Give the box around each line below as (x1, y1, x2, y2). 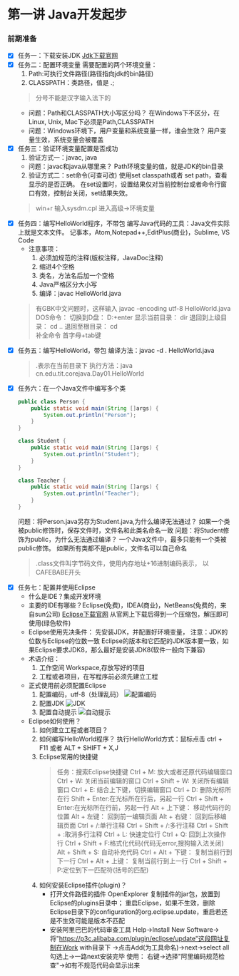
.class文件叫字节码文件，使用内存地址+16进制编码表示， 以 (35, 559, 209, 567)
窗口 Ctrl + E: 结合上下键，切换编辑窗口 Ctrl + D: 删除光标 (56, 786, 225, 794)
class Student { (17, 438, 66, 445)
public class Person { (17, 398, 86, 405)
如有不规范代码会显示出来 (65, 961, 141, 970)
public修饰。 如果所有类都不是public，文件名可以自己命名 (17, 543, 188, 553)
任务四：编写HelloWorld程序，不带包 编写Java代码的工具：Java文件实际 (17, 219, 230, 227)
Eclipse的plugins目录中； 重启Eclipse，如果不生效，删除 (49, 899, 215, 908)
